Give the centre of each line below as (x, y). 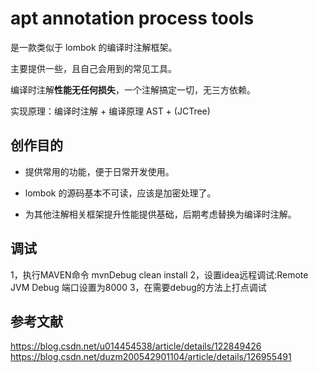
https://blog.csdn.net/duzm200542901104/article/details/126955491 (151, 357)
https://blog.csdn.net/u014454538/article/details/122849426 (136, 346)
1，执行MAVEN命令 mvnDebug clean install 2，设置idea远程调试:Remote (159, 274)
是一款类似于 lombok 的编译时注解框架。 (94, 47)
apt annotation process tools (132, 18)
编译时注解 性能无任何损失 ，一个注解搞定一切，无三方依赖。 (133, 89)
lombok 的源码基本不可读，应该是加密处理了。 (120, 193)
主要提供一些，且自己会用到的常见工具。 (93, 68)
